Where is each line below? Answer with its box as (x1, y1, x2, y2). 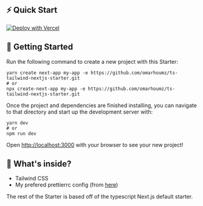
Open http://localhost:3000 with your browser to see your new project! (6, 141, 184, 148)
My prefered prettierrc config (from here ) (15, 181, 119, 188)
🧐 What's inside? (6, 159, 72, 169)
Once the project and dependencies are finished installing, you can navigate (6, 101, 198, 109)
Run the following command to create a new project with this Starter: (6, 58, 178, 65)
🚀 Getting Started (6, 42, 74, 52)
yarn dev (6, 120, 29, 126)
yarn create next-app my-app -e (6, 69, 88, 76)
